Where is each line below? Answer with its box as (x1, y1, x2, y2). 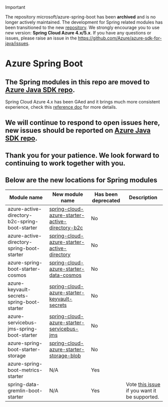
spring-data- (7, 381, 40, 388)
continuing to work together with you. (5, 159, 126, 167)
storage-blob (49, 352, 81, 359)
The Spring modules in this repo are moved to (5, 77, 150, 86)
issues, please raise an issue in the (5, 35, 77, 41)
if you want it (125, 387, 156, 394)
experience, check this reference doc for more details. (5, 104, 117, 110)
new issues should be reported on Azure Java (5, 126, 151, 135)
